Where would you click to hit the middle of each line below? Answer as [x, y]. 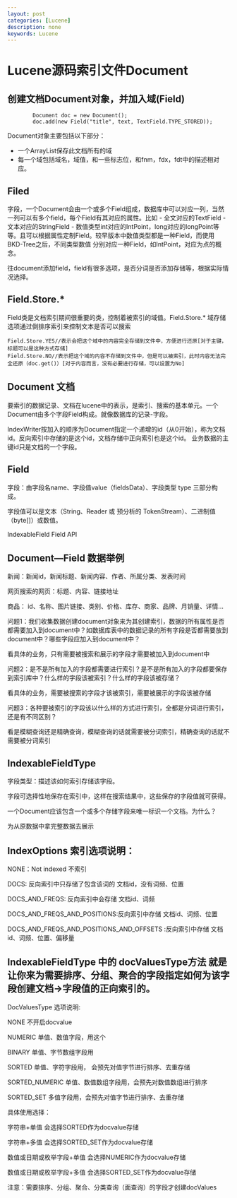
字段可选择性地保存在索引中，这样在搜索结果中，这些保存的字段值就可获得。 [119, 796]
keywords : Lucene [33, 34]
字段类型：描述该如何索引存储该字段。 [63, 781]
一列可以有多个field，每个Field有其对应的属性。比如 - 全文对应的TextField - [117, 218]
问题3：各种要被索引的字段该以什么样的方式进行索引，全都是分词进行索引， [117, 708]
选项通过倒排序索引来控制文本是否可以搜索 [69, 326]
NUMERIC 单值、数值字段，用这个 [56, 1037]
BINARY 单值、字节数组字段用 [50, 1052]
